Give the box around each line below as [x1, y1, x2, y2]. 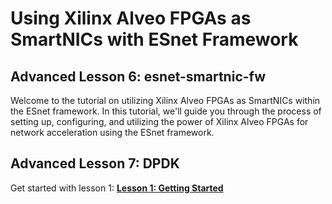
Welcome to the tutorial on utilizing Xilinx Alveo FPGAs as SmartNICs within [10, 95, 321, 106]
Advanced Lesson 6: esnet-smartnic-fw [10, 68, 267, 85]
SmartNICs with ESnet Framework [10, 28, 299, 51]
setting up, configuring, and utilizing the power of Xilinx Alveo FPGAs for [10, 116, 309, 127]
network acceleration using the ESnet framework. [10, 127, 215, 138]
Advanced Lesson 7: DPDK [10, 155, 180, 172]
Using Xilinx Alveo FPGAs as [10, 7, 252, 30]
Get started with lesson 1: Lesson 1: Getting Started [10, 182, 224, 194]
